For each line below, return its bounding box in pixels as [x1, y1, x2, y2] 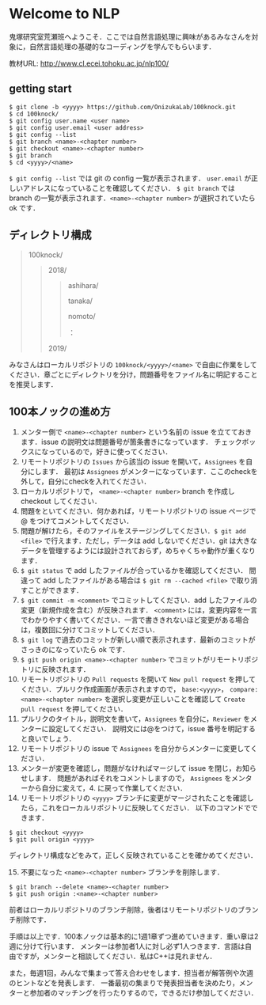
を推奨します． [9, 379, 58, 389]
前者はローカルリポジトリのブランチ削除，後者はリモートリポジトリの [9, 905, 238, 915]
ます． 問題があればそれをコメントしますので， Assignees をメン [34, 773, 245, 783]
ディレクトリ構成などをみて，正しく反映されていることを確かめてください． [9, 851, 258, 860]
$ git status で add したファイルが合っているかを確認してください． [20, 566, 248, 575]
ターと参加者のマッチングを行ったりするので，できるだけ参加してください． [9, 988, 258, 998]
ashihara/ [67, 280, 99, 290]
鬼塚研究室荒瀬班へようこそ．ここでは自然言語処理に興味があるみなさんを [9, 32, 252, 41]
